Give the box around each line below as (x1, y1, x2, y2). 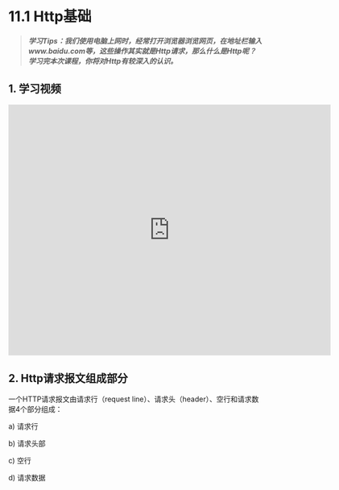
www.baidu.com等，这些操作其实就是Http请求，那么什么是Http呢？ (27, 46, 256, 56)
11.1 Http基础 (8, 7, 92, 26)
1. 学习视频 (8, 82, 62, 96)
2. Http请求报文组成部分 (8, 372, 128, 385)
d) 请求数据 (8, 473, 46, 483)
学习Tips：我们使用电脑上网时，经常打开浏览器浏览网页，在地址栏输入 (27, 35, 263, 45)
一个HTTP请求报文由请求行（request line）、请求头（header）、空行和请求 (8, 394, 252, 404)
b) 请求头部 (8, 438, 46, 448)
